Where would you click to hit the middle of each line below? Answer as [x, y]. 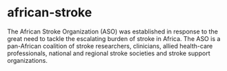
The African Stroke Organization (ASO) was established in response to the [113, 31]
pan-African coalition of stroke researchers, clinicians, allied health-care [110, 46]
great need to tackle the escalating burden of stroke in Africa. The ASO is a [114, 38]
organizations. [28, 60]
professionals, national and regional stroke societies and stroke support [109, 53]
